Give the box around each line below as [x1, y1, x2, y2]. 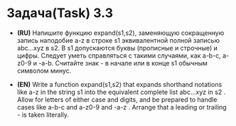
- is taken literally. [16, 110, 69, 119]
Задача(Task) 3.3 [6, 5, 113, 21]
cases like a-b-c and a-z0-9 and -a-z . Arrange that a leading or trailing [16, 103, 227, 111]
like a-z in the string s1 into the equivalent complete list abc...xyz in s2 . [16, 88, 226, 96]
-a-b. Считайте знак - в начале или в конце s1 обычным [38, 58, 208, 67]
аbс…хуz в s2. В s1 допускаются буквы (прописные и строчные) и [16, 43, 218, 52]
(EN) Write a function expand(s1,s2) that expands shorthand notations [16, 80, 222, 88]
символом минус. [16, 66, 72, 75]
